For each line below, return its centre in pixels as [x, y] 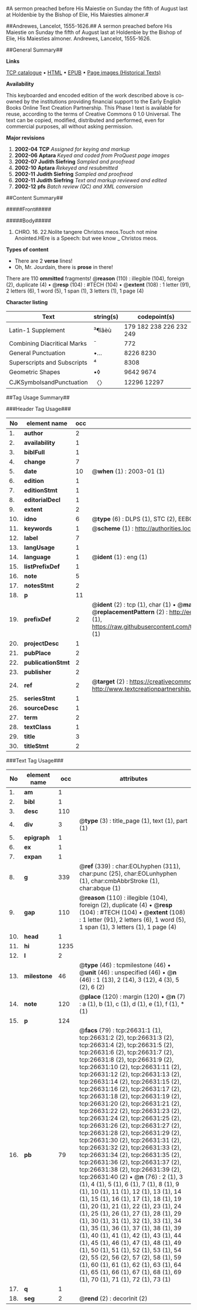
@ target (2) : [110, 681]
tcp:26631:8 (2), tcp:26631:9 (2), [126, 1059]
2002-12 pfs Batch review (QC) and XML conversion [79, 186]
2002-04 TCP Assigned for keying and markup [72, 149]
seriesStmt [40, 698]
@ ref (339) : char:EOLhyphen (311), [130, 866]
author [34, 433]
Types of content [27, 249]
